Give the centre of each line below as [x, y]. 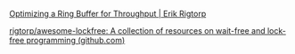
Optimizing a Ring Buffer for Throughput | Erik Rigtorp [108, 14]
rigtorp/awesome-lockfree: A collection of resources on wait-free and [137, 31]
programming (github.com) [76, 40]
